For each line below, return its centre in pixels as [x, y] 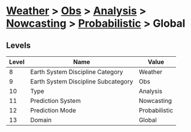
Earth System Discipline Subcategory [82, 81]
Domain [41, 120]
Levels [19, 45]
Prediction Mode [53, 110]
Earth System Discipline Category [77, 72]
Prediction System [56, 101]
